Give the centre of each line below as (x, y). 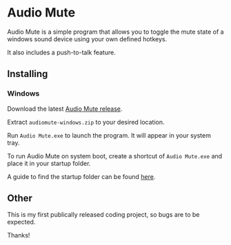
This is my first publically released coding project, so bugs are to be (103, 215)
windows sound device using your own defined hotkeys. (87, 39)
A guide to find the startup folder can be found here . (81, 176)
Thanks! (19, 235)
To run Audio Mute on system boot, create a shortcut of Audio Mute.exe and (115, 156)
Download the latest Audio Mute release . (65, 109)
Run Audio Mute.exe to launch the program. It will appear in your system (109, 135)
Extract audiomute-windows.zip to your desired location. (86, 122)
